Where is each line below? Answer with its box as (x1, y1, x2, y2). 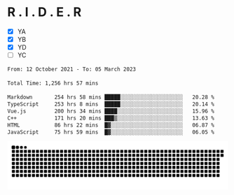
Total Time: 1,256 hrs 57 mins (7, 80, 99, 87)
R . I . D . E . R (7, 4, 82, 20)
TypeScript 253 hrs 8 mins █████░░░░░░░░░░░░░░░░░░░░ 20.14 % (7, 101, 215, 108)
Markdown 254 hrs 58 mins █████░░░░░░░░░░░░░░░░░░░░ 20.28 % (7, 94, 215, 101)
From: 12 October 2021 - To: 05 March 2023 (7, 66, 137, 73)
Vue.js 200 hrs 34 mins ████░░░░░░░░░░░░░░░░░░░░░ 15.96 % (7, 108, 215, 115)
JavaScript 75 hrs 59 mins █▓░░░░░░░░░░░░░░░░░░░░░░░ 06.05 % (7, 129, 215, 136)
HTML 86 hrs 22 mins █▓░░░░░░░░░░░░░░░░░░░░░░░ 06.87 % (7, 122, 215, 129)
